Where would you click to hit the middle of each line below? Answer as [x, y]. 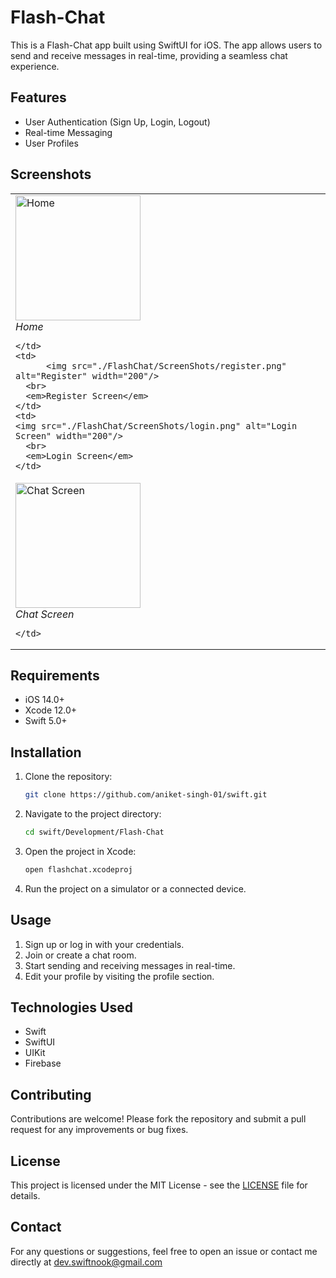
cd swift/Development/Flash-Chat [94, 832]
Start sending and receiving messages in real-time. [130, 965]
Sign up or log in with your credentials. [104, 944]
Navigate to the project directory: [93, 814]
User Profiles [51, 143]
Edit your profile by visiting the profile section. [119, 976]
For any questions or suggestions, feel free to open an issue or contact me [164, 1251]
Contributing [51, 1094]
